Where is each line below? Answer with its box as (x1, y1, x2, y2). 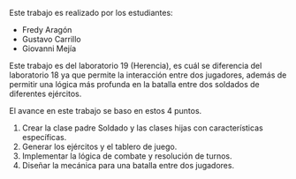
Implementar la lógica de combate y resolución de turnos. (21, 151, 232, 161)
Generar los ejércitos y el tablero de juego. (21, 141, 178, 152)
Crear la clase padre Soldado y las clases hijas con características (21, 123, 263, 133)
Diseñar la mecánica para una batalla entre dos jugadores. (21, 160, 235, 170)
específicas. (21, 132, 67, 142)
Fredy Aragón (21, 25, 72, 34)
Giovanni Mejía (21, 43, 77, 54)
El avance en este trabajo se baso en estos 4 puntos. (9, 106, 202, 116)
